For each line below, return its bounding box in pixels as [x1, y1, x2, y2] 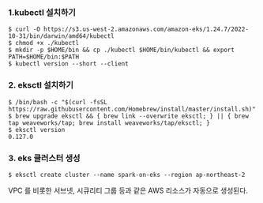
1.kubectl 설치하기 [8, 6, 77, 17]
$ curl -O [8, 25, 41, 33]
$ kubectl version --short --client [8, 60, 129, 68]
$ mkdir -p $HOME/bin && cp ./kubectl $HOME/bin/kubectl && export [8, 46, 235, 55]
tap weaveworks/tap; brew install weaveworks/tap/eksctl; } [8, 118, 211, 127]
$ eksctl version [8, 126, 66, 133]
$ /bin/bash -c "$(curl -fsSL [8, 98, 108, 106]
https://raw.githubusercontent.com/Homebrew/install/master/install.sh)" [8, 105, 257, 113]
